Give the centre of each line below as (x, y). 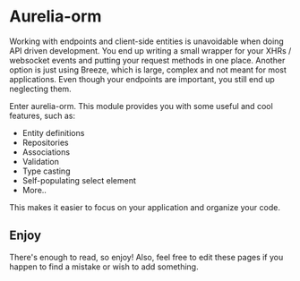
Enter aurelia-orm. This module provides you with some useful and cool (141, 106)
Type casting (46, 171)
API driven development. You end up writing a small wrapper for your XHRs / (150, 50)
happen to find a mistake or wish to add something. (104, 267)
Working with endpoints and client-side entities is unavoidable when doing (146, 41)
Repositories (45, 142)
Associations (46, 152)
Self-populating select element (79, 180)
